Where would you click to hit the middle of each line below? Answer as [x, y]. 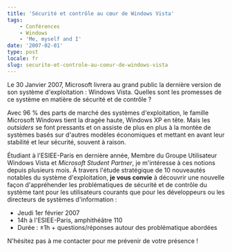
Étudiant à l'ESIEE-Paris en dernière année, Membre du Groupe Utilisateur [112, 155]
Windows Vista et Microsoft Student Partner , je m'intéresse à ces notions [111, 162]
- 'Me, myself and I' [50, 39]
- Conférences [40, 26]
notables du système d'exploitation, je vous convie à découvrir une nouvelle [116, 177]
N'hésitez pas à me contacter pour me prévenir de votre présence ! [103, 241]
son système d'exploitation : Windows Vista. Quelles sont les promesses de [115, 92]
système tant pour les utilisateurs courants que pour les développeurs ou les [116, 192]
